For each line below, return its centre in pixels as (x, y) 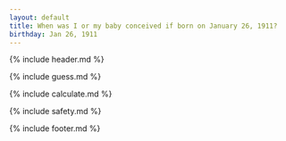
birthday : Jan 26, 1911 (54, 34)
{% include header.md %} (57, 60)
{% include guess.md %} (55, 77)
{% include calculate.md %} (61, 94)
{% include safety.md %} (55, 112)
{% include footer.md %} (55, 129)
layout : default (39, 17)
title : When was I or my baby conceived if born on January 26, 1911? (143, 26)
